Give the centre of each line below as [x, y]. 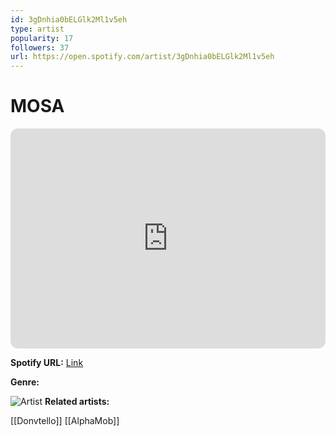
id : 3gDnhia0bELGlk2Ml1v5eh [69, 19]
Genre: [25, 382]
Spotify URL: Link [47, 363]
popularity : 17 [42, 38]
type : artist [37, 29]
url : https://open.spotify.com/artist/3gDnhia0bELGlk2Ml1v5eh [142, 57]
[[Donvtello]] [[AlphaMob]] [65, 421]
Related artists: [77, 402]
